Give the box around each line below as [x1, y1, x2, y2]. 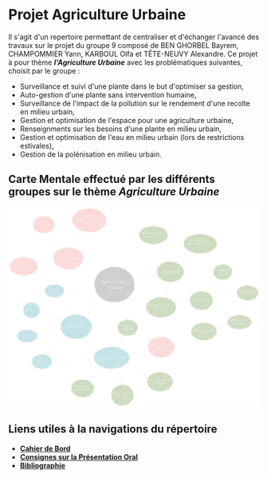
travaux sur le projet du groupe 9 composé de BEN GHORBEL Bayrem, [8, 40, 239, 50]
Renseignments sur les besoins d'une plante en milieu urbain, [19, 124, 222, 133]
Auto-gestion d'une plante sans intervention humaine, [19, 90, 197, 99]
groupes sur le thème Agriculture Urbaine [8, 185, 220, 199]
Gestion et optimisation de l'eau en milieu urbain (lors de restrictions [19, 132, 245, 141]
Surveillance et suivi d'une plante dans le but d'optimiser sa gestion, [19, 82, 245, 91]
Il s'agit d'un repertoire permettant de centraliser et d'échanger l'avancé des [8, 32, 260, 42]
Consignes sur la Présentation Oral [19, 452, 138, 461]
